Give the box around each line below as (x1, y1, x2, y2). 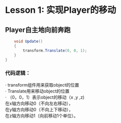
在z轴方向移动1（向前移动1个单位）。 (5, 113, 79, 119)
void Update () (14, 39, 43, 44)
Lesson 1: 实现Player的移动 (5, 4, 117, 16)
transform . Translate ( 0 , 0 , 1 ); (23, 48, 87, 53)
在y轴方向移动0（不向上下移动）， (5, 106, 73, 112)
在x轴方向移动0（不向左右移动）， (5, 100, 73, 106)
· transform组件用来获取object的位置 (5, 82, 80, 88)
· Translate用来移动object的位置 (5, 88, 70, 94)
